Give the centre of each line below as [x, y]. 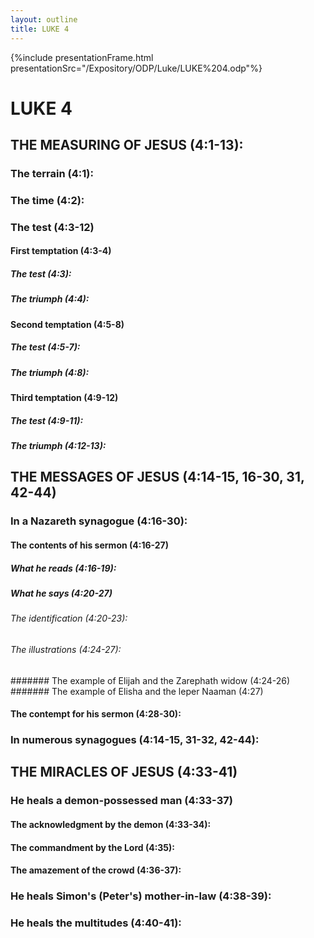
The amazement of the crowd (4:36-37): [96, 870]
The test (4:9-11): [47, 420]
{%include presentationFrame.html [82, 57]
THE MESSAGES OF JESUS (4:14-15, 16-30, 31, [157, 477]
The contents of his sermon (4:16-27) [90, 545]
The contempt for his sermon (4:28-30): [96, 714]
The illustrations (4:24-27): [66, 649]
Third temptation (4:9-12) [64, 398]
